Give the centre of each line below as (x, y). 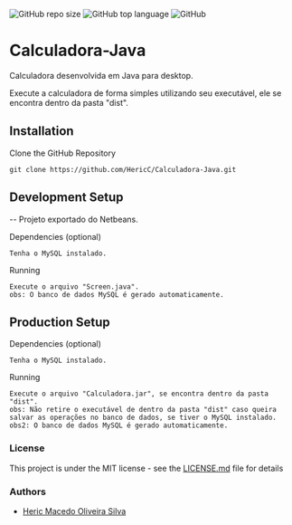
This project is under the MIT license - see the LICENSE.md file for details (146, 468)
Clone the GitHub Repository (62, 153)
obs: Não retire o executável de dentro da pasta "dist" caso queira (143, 410)
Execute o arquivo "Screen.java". (75, 286)
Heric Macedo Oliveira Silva (74, 511)
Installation (42, 131)
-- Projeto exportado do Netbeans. (74, 219)
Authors (28, 492)
